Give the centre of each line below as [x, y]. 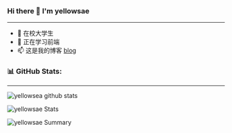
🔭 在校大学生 [35, 33]
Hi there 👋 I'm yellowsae [48, 11]
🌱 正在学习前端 [38, 42]
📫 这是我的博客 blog [47, 50]
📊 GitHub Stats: [35, 72]
